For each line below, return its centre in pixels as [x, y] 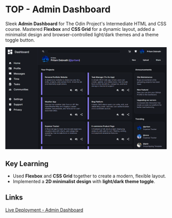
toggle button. [20, 40]
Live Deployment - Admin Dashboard [44, 210]
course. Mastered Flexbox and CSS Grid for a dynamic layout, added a [80, 29]
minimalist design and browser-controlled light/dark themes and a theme [82, 34]
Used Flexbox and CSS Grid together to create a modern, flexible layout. [89, 176]
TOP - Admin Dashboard [58, 9]
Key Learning [27, 163]
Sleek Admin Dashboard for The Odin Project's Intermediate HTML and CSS [86, 24]
